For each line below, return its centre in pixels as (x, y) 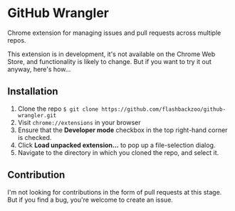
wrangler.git (37, 115)
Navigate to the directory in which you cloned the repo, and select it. (118, 152)
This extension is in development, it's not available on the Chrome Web (111, 54)
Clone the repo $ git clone (58, 109)
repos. (17, 40)
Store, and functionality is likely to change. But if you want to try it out (110, 61)
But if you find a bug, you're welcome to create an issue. (90, 200)
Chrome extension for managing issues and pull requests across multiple (114, 33)
